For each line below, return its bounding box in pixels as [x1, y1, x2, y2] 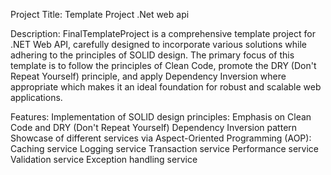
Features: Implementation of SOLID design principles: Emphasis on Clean [10, 111, 312, 123]
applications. [10, 92, 63, 103]
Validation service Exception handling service [10, 154, 198, 165]
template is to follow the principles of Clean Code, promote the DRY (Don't [10, 60, 317, 71]
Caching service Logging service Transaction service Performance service [10, 143, 320, 154]
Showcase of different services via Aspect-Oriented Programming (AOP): [10, 132, 312, 144]
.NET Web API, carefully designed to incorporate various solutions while [10, 39, 307, 50]
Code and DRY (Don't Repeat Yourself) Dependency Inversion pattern [10, 122, 298, 133]
